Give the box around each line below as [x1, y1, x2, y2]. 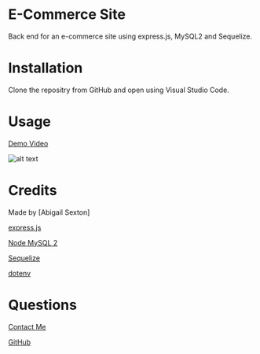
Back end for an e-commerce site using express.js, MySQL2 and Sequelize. [8, 31, 253, 41]
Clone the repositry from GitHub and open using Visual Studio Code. [8, 85, 229, 94]
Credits [8, 182, 57, 199]
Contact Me [8, 322, 46, 331]
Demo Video [8, 138, 49, 148]
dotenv [8, 268, 31, 278]
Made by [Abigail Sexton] [8, 207, 90, 217]
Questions [8, 296, 77, 314]
